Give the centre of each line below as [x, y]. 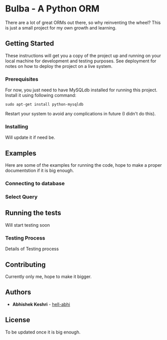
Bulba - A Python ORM [52, 9]
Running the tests [33, 213]
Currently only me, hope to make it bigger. [48, 276]
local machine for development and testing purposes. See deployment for [81, 61]
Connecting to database [35, 184]
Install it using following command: [41, 95]
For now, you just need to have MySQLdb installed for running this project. [82, 90]
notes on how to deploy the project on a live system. [59, 66]
